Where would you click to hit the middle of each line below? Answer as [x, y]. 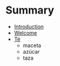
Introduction [29, 27]
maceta [32, 45]
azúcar [31, 51]
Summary [30, 10]
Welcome [26, 32]
